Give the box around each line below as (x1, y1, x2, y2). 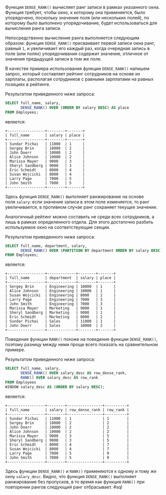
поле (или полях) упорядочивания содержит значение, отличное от (5, 51, 149, 57)
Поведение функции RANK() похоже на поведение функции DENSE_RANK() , (5, 336, 158, 342)
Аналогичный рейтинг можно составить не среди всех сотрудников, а (5, 213, 155, 220)
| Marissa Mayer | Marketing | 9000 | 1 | (5, 306, 116, 311)
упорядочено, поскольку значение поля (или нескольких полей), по (5, 15, 149, 20)
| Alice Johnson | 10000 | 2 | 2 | (5, 429, 129, 434)
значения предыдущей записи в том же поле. (5, 56, 102, 62)
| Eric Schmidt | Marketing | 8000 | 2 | (5, 314, 116, 319)
